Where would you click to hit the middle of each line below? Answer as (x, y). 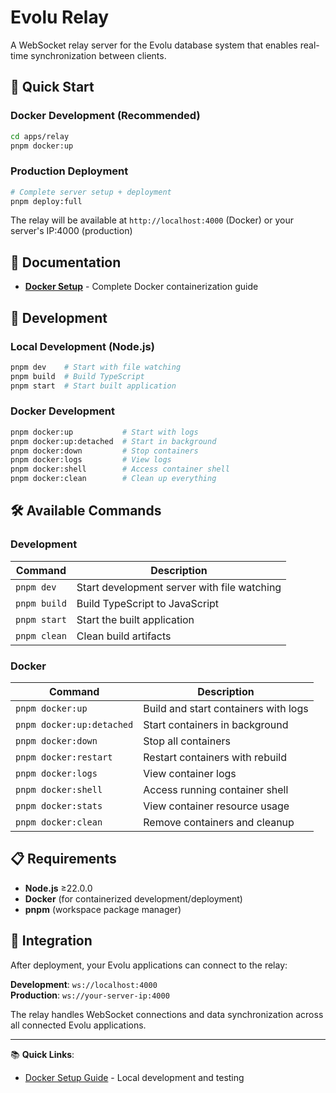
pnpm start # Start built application (93, 386)
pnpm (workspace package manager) (103, 909)
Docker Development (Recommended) (105, 116)
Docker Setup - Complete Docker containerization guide (141, 287)
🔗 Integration (51, 941)
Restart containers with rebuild (215, 758)
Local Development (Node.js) (82, 346)
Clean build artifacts (124, 636)
